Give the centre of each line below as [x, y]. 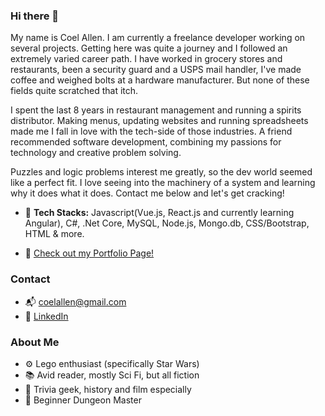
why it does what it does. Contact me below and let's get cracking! [147, 193]
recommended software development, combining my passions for [146, 142]
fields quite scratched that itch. [74, 91]
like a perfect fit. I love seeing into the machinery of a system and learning [163, 183]
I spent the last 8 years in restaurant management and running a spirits [156, 110]
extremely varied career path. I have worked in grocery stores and [146, 59]
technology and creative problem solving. [96, 153]
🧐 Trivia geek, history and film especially [108, 389]
